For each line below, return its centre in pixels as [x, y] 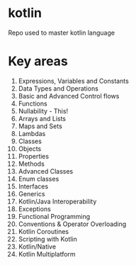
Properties [33, 156]
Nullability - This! [43, 111]
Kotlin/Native [37, 247]
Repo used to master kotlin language [62, 33]
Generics [32, 193]
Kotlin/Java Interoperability [57, 201]
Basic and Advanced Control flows [69, 96]
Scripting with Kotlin [47, 239]
